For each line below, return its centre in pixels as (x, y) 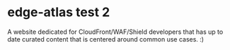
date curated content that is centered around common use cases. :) (105, 39)
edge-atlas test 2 (59, 12)
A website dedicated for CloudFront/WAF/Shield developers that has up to (115, 32)
